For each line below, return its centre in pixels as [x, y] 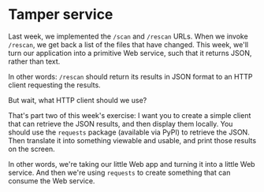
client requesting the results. [54, 85]
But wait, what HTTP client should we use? [78, 100]
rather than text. [34, 61]
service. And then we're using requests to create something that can [119, 172]
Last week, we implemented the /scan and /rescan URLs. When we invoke [128, 36]
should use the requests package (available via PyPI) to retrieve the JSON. [129, 132]
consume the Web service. [52, 181]
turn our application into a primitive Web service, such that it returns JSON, [130, 53]
